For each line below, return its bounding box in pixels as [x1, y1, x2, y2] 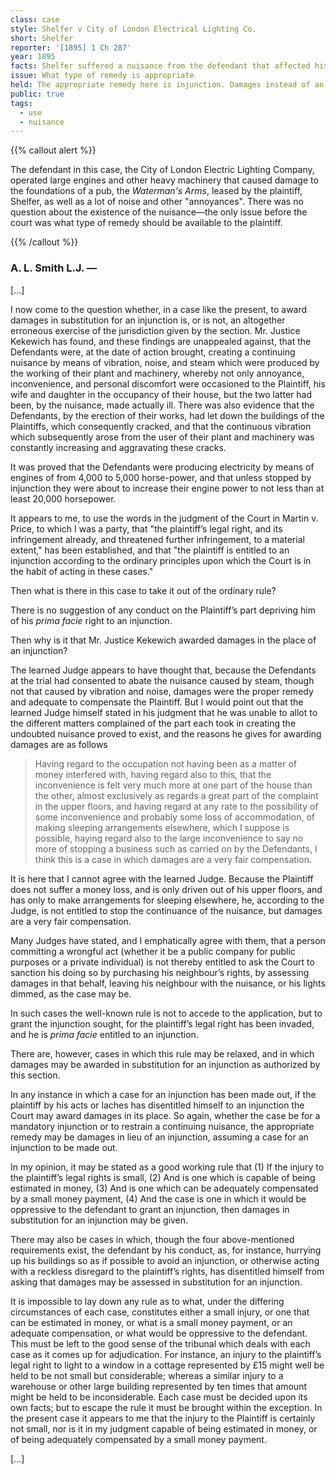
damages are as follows [10, 738, 108, 750]
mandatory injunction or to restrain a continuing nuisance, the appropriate [10, 1120, 315, 1132]
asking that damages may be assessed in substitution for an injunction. [10, 1276, 303, 1288]
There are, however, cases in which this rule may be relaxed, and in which [10, 1047, 315, 1060]
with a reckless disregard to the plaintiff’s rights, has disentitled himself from [10, 1265, 325, 1277]
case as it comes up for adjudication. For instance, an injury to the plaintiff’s [10, 1348, 322, 1360]
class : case [10, 14, 60, 25]
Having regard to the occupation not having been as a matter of [34, 757, 298, 770]
